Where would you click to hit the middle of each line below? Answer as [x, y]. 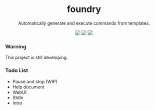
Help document [28, 87]
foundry [84, 9]
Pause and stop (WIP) [35, 81]
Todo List [17, 70]
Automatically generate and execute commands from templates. [84, 23]
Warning [16, 46]
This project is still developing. [36, 58]
